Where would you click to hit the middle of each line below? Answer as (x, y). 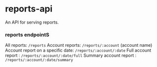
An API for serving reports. (32, 22)
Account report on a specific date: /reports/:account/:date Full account (78, 50)
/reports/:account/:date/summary (39, 60)
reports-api (29, 9)
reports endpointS (27, 35)
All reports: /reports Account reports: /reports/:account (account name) (79, 45)
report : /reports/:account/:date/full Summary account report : (71, 55)
